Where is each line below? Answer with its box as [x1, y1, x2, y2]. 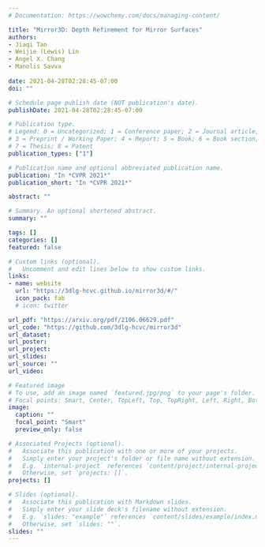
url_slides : [8, 353, 47, 361]
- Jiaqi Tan [8, 40, 47, 48]
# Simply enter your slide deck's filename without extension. [8, 505, 227, 513]
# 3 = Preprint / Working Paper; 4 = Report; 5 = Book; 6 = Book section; [8, 135, 259, 143]
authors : [8, 33, 37, 41]
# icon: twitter [15, 302, 69, 309]
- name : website [8, 279, 62, 288]
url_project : [8, 345, 51, 354]
